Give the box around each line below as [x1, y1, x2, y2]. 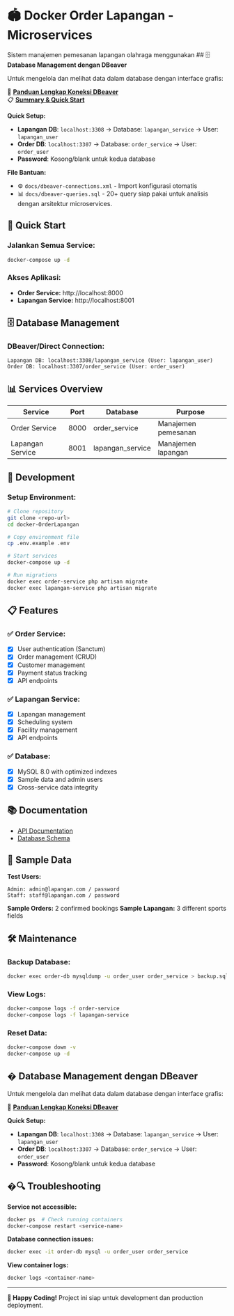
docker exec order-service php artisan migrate [7, 578, 148, 585]
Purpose [176, 407, 205, 417]
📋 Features [7, 605, 58, 617]
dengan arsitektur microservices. [17, 199, 113, 207]
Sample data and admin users [17, 775, 103, 783]
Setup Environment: [7, 492, 77, 502]
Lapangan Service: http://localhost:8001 [17, 296, 134, 304]
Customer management [17, 661, 86, 669]
